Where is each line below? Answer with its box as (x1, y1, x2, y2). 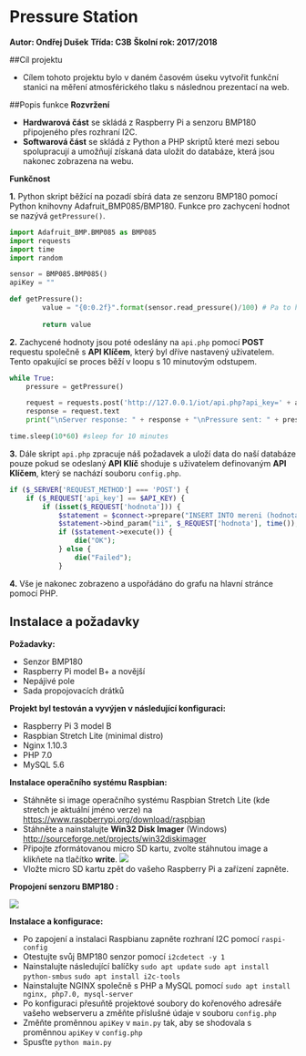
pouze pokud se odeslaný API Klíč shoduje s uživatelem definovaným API (9, 457, 287, 468)
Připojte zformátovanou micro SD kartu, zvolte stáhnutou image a (22, 843, 269, 854)
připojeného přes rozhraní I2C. (22, 126, 138, 138)
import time (9, 244, 55, 254)
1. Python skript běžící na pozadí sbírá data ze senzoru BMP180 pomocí (9, 190, 278, 201)
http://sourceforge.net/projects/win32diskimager (22, 833, 207, 844)
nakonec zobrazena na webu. (22, 155, 134, 166)
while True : (9, 374, 55, 383)
